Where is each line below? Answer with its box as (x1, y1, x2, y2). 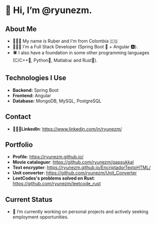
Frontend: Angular (12, 92, 51, 98)
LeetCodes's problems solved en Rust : (12, 175, 96, 181)
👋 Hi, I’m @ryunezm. (5, 5, 92, 16)
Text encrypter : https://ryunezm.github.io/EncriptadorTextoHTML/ (12, 164, 151, 171)
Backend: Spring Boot (12, 87, 59, 93)
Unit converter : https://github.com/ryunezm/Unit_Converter (12, 170, 137, 176)
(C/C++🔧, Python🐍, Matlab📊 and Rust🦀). (12, 58, 98, 63)
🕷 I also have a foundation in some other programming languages (12, 50, 149, 55)
